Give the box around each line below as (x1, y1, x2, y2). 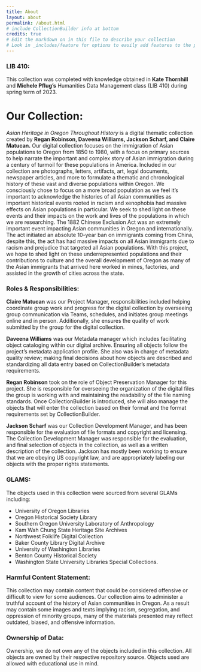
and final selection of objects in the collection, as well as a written (6, 442, 169, 449)
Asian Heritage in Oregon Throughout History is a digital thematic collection (6, 130, 193, 137)
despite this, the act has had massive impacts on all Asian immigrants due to (6, 238, 194, 245)
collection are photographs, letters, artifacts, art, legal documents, (6, 167, 169, 175)
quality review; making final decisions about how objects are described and (6, 355, 193, 362)
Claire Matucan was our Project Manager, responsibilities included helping (6, 298, 191, 305)
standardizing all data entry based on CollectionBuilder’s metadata (6, 361, 170, 368)
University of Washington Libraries (14, 545, 100, 553)
